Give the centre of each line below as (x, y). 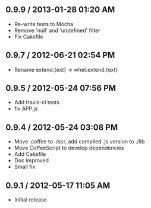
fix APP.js (26, 108)
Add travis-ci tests (37, 103)
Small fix (25, 167)
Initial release (30, 200)
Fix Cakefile (29, 36)
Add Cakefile (30, 154)
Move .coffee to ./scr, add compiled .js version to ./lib (79, 142)
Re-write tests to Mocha (44, 24)
